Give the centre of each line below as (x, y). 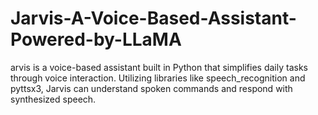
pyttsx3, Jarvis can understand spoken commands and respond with (151, 88)
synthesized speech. (53, 99)
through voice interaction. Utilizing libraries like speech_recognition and (158, 78)
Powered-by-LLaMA (96, 39)
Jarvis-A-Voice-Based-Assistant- (153, 18)
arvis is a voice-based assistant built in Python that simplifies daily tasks (159, 67)
